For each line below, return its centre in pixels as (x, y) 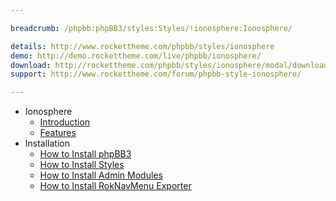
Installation (47, 143)
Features (58, 133)
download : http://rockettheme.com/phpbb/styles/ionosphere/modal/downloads (171, 65)
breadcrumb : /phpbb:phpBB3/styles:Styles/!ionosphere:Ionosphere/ (151, 28)
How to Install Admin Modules (101, 175)
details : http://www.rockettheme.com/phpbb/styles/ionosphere (142, 46)
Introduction (65, 122)
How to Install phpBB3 (85, 154)
